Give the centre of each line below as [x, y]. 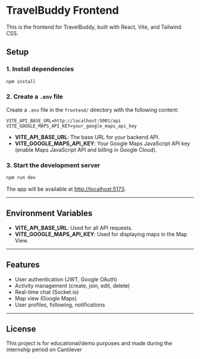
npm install [21, 81]
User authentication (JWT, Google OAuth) [66, 279]
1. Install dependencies [40, 69]
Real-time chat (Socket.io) [47, 292]
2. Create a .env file [35, 97]
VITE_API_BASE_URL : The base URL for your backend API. [87, 137]
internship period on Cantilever [44, 349]
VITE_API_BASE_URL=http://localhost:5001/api [63, 121]
